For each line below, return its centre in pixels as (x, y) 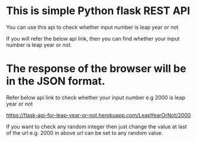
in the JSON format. (56, 81)
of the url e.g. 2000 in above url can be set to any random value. (85, 133)
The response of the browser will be (96, 69)
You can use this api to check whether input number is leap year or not (92, 27)
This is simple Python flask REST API (98, 11)
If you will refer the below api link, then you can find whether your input (93, 38)
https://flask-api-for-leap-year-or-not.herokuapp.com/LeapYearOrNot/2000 (98, 115)
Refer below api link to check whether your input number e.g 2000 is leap (96, 97)
